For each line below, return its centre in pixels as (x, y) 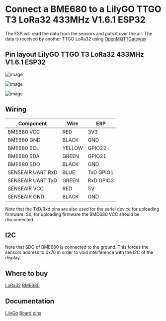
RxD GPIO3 (101, 180)
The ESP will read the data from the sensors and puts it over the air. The (79, 33)
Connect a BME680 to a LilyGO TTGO (83, 9)
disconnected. (20, 219)
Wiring (16, 109)
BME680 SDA (24, 156)
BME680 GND (24, 140)
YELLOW (73, 148)
